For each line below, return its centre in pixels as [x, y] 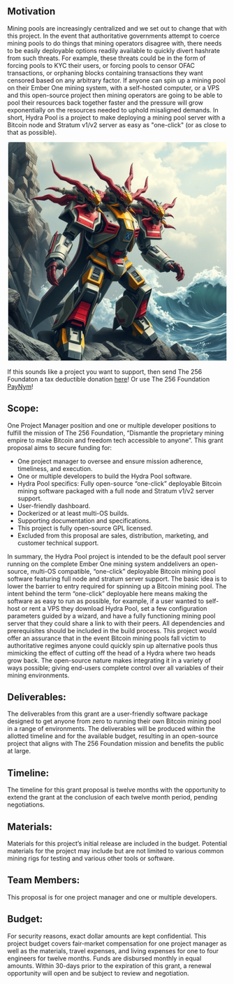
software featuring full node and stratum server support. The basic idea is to [117, 579]
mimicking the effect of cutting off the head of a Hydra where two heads [111, 653]
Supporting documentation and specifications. [84, 521]
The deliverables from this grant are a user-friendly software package [108, 714]
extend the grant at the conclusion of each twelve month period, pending [112, 797]
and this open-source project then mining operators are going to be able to [115, 95]
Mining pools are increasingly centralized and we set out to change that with [117, 28]
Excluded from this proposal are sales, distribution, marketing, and [113, 535]
